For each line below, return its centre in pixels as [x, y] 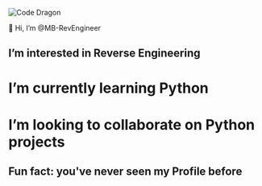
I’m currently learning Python [108, 88]
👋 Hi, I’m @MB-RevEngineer [55, 28]
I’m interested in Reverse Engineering [104, 54]
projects [37, 142]
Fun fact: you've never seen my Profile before [125, 172]
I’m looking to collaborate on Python [132, 124]
